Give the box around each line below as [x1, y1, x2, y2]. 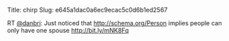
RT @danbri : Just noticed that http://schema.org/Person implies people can [7, 19, 222, 27]
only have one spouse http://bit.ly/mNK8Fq [7, 27, 129, 34]
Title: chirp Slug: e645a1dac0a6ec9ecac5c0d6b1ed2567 [7, 6, 168, 14]
